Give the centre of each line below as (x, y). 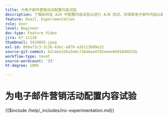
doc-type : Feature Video (31, 33)
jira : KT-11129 (21, 38)
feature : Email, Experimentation (40, 19)
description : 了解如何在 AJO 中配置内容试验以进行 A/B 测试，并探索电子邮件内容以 (83, 14)
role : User (16, 24)
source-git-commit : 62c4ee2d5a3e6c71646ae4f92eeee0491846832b (71, 51)
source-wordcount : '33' (30, 61)
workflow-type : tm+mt (28, 56)
